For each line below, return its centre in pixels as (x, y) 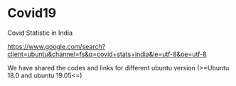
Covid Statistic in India (40, 33)
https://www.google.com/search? (57, 46)
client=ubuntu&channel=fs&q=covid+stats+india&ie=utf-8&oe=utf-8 (107, 54)
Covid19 (32, 13)
